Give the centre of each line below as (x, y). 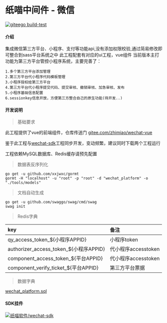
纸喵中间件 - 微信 (40, 10)
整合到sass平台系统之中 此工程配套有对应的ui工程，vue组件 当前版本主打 (84, 55)
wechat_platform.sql (26, 291)
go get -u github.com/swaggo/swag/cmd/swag (51, 202)
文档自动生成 (30, 193)
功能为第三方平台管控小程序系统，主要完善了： (53, 61)
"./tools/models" (23, 183)
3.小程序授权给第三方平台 (28, 82)
